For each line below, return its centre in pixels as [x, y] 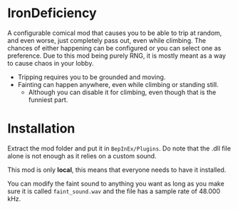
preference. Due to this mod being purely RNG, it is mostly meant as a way [117, 56]
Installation [41, 129]
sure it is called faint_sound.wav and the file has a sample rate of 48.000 [114, 191]
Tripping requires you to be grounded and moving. [92, 77]
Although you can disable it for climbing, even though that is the [122, 92]
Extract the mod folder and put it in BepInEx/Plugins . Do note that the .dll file [119, 148]
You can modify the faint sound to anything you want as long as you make [116, 183]
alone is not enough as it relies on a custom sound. [82, 156]
